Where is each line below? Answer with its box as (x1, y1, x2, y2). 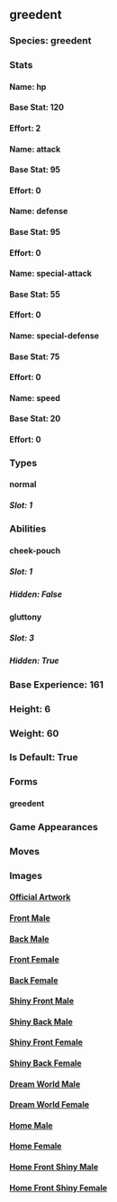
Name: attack (9, 143, 61, 154)
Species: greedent (9, 34, 92, 47)
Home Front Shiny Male (9, 1161, 99, 1173)
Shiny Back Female (9, 1058, 83, 1069)
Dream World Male (9, 1079, 81, 1090)
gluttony (9, 611, 42, 622)
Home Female (9, 1140, 62, 1151)
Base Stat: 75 (9, 351, 60, 362)
